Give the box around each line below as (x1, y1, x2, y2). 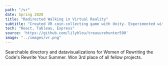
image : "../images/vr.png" (5, 35, 61, 40)
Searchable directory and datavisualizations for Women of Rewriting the (5, 48, 153, 55)
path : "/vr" (5, 7, 30, 12)
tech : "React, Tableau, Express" (5, 26, 75, 31)
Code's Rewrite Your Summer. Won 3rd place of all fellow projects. (5, 54, 142, 60)
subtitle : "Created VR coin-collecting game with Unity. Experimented (5, 21, 155, 26)
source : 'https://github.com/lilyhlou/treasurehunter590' (5, 30, 128, 35)
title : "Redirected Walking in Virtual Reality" (5, 16, 108, 21)
